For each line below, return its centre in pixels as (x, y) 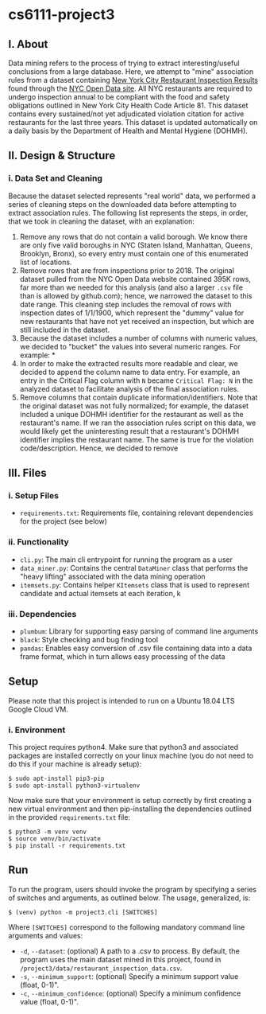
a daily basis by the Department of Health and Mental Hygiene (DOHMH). (128, 131)
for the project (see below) (63, 521)
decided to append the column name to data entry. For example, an (130, 372)
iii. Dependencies (42, 614)
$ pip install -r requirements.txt (67, 846)
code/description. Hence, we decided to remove (99, 448)
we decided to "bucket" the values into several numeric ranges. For (130, 346)
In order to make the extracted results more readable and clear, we (129, 363)
